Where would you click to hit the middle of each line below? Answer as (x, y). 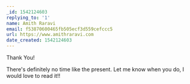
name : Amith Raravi (31, 23)
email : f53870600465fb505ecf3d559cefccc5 (60, 29)
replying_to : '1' (28, 18)
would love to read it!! (33, 76)
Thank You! (21, 58)
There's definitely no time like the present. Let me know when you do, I (95, 69)
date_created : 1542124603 (39, 40)
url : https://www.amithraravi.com (50, 35)
